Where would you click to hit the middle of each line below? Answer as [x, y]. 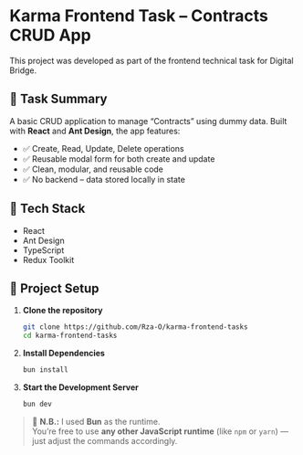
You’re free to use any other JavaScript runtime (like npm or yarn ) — [160, 431]
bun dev [37, 404]
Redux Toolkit [48, 259]
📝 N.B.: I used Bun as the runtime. [96, 421]
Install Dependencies [63, 354]
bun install [45, 370]
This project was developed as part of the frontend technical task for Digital [151, 60]
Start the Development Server [81, 387]
